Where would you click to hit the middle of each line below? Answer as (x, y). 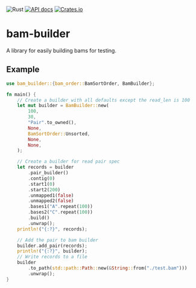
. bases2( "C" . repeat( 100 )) (61, 212)
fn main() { (21, 94)
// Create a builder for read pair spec (68, 162)
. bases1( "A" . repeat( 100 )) (61, 207)
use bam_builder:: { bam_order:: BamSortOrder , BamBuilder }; (81, 83)
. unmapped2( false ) (51, 201)
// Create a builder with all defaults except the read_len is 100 (103, 100)
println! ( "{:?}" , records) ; (52, 229)
